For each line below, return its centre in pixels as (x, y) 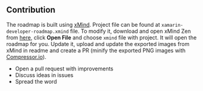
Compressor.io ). (26, 56)
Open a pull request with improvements (64, 69)
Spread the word (36, 81)
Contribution (31, 10)
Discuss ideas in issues (44, 75)
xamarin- (172, 25)
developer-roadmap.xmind (38, 32)
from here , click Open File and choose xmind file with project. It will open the (101, 37)
